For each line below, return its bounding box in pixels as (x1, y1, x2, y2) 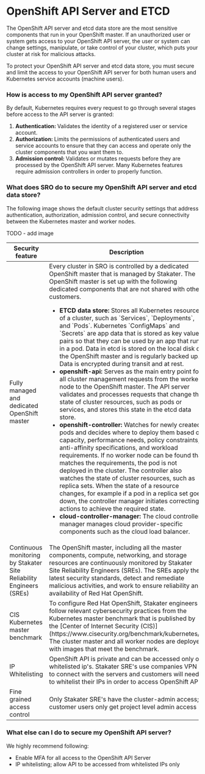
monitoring (9, 551, 41, 559)
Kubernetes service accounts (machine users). (6, 75, 124, 82)
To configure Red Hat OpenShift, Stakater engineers (49, 599, 198, 607)
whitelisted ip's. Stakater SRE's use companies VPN (49, 662, 197, 670)
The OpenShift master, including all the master (49, 543, 182, 551)
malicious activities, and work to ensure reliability (49, 581, 190, 590)
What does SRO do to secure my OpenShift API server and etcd (6, 183, 197, 192)
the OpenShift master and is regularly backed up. (59, 352, 200, 360)
